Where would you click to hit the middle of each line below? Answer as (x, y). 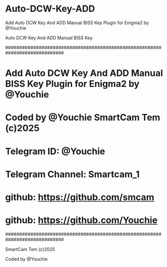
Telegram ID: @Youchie (55, 151)
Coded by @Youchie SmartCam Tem (83, 117)
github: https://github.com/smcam (80, 197)
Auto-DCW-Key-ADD (50, 9)
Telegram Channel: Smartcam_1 (72, 174)
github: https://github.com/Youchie (81, 220)
